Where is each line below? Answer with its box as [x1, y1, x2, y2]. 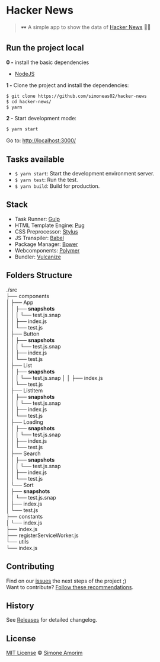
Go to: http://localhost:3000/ [6, 137, 76, 144]
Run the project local [6, 43, 84, 53]
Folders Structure [6, 270, 73, 280]
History [6, 600, 34, 610]
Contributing [6, 561, 55, 572]
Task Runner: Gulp [14, 215, 60, 222]
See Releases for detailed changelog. [6, 616, 98, 623]
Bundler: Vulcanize [14, 253, 61, 260]
